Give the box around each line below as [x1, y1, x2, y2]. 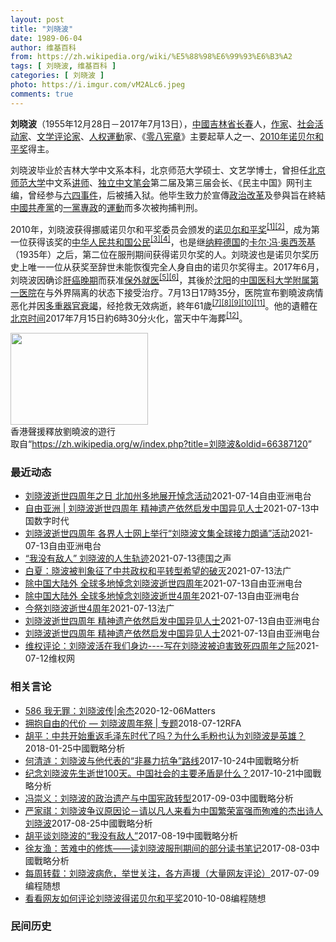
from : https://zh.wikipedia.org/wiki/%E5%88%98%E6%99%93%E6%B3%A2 [10, 52, 293, 62]
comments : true [10, 89, 74, 99]
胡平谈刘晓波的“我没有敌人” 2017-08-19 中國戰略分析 [24, 829, 238, 841]
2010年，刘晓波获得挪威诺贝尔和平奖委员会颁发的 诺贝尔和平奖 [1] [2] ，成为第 [10, 221, 320, 235]
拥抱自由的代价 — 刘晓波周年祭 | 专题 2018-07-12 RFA [24, 717, 242, 729]
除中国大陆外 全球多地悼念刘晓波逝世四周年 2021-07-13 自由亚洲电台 [24, 577, 303, 590]
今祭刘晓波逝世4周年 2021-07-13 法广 [24, 602, 175, 615]
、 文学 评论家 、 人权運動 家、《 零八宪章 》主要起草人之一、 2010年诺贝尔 [28, 130, 315, 142]
